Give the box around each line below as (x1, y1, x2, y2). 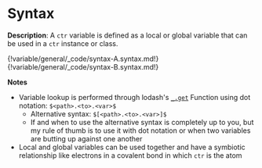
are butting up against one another (30, 134, 143, 143)
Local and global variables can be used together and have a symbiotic (18, 142, 246, 152)
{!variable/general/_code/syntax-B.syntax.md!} (7, 62, 159, 71)
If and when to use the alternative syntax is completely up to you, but (30, 117, 254, 127)
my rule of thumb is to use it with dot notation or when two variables (30, 126, 251, 135)
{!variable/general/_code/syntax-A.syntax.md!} (7, 54, 159, 63)
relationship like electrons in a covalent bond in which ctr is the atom (18, 150, 242, 160)
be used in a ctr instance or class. (7, 38, 118, 48)
